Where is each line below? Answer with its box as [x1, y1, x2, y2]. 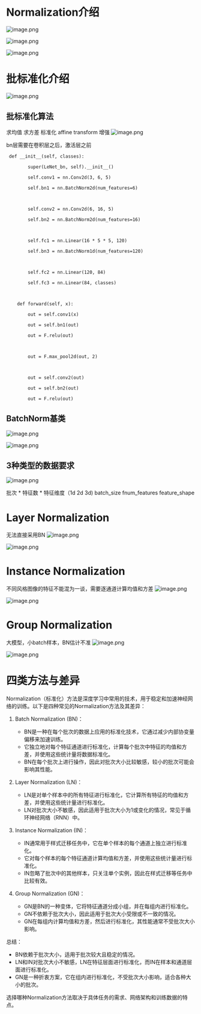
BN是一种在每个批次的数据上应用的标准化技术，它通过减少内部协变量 [23, 728, 195, 735]
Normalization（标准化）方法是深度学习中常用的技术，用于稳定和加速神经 [6, 695, 188, 702]
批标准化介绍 [6, 72, 70, 86]
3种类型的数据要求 [6, 460, 75, 470]
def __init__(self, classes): [8, 153, 85, 160]
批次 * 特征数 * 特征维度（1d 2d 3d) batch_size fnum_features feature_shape [6, 489, 195, 497]
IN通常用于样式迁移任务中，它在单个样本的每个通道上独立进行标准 [23, 839, 187, 847]
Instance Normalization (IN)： [14, 827, 89, 834]
